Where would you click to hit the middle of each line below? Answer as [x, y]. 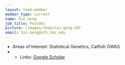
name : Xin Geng [21, 19]
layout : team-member [27, 10]
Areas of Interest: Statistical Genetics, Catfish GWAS [66, 47]
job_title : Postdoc [25, 23]
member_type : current [28, 14]
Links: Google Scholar [42, 57]
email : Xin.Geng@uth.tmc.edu [35, 32]
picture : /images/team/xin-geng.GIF [43, 28]
